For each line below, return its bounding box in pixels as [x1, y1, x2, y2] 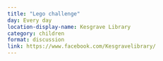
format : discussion [7, 36, 65, 43]
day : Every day [7, 17, 52, 24]
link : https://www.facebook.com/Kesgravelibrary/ [7, 43, 157, 50]
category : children [7, 29, 65, 37]
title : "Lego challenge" [7, 10, 80, 18]
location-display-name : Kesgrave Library [7, 23, 131, 30]
